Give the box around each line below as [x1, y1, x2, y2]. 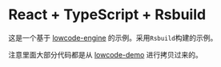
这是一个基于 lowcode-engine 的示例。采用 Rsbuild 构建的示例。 [8, 33, 218, 42]
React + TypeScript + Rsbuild [8, 6, 207, 24]
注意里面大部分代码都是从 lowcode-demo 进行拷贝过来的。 [8, 49, 203, 59]
